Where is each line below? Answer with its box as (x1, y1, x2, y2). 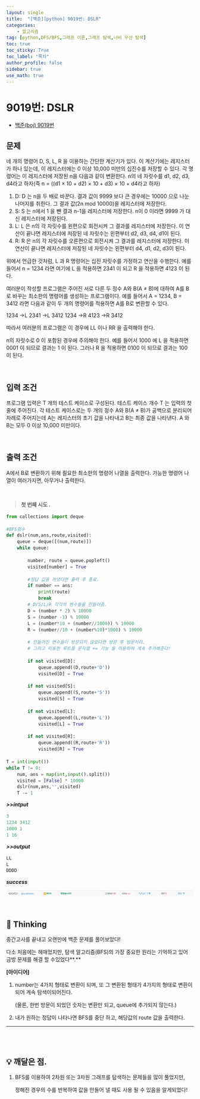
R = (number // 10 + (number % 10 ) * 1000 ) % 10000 (27, 626, 143, 633)
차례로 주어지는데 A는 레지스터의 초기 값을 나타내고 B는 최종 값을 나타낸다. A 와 (6, 414, 189, 421)
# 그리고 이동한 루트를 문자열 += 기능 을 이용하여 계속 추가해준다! (27, 645, 171, 652)
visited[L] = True (37, 721, 84, 727)
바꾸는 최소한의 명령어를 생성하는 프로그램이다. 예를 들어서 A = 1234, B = (12, 293, 182, 300)
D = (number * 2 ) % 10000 (27, 608, 92, 614)
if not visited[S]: (27, 683, 76, 690)
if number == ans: (27, 583, 73, 589)
